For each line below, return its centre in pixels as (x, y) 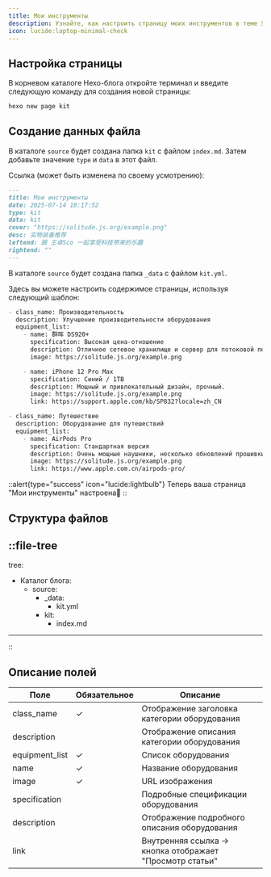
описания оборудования (190, 828)
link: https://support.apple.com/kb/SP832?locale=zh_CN (125, 402)
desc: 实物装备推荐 (38, 235)
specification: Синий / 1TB (77, 379)
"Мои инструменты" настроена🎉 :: (68, 493)
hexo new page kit (39, 107)
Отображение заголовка (190, 709)
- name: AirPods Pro (57, 438)
